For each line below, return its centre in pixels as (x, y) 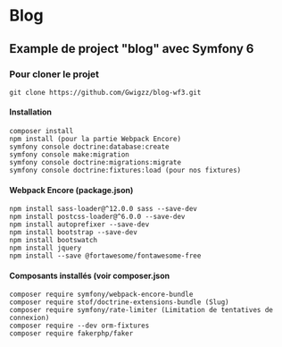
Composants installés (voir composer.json (90, 275)
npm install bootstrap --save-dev (74, 233)
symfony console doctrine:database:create (89, 147)
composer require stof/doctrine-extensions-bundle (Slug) (119, 302)
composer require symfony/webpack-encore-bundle (101, 295)
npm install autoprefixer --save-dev (79, 224)
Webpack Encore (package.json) (71, 190)
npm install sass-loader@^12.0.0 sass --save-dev (104, 209)
